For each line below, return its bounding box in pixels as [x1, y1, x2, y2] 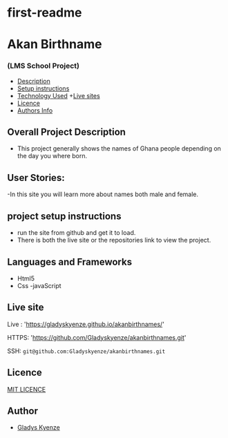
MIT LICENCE [7, 385, 46, 393]
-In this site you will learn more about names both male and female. [7, 190, 199, 198]
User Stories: [7, 171, 65, 184]
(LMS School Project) [7, 61, 79, 70]
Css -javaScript [17, 281, 61, 289]
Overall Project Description [7, 126, 126, 138]
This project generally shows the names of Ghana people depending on [17, 144, 221, 153]
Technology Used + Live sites [17, 91, 100, 99]
